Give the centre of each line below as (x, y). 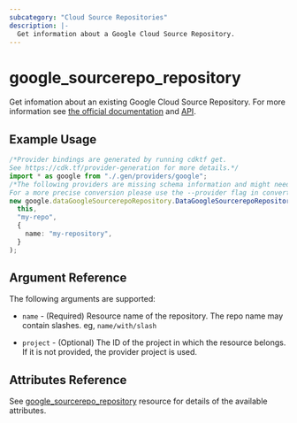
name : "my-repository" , (69, 234)
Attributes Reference (68, 380)
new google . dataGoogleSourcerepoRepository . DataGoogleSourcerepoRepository (152, 201)
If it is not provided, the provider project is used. (109, 352)
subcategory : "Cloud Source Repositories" (88, 17)
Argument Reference (68, 278)
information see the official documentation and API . (103, 112)
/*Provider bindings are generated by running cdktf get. (118, 160)
